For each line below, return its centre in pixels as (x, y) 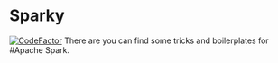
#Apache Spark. (40, 49)
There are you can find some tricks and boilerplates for (167, 40)
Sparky (37, 16)
